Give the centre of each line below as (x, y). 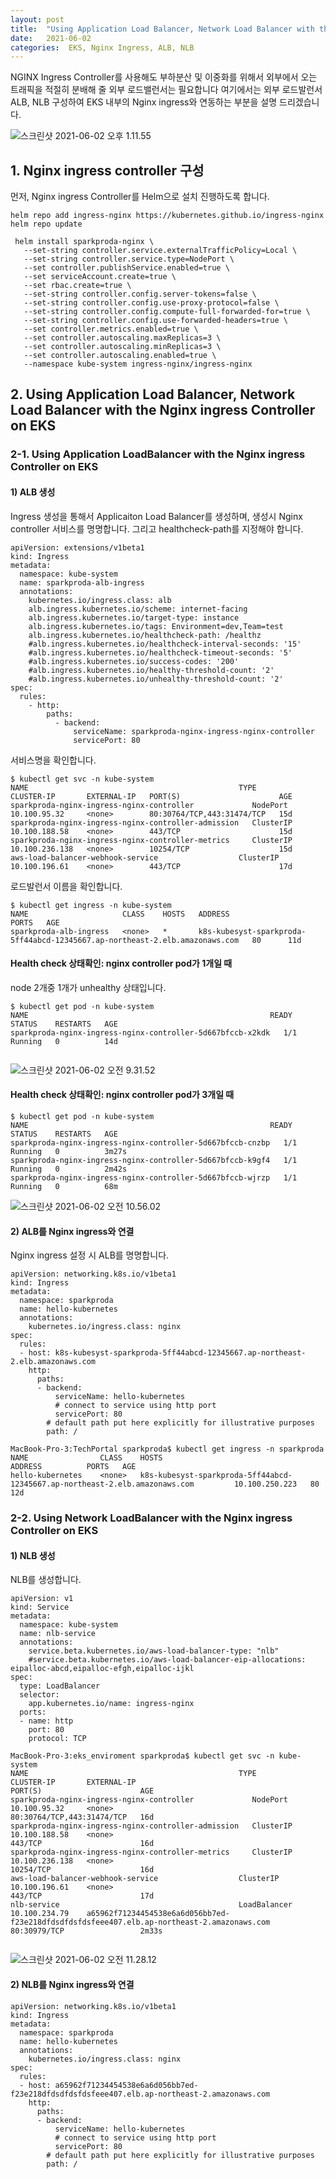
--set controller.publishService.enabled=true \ (126, 268)
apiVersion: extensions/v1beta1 (77, 547)
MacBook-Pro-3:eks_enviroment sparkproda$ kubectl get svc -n (142, 1756)
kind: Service (40, 1607)
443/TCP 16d (82, 1844)
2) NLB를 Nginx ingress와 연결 (72, 1984)
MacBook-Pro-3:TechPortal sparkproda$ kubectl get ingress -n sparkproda (167, 1449)
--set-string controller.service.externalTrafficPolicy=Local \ (160, 251)
